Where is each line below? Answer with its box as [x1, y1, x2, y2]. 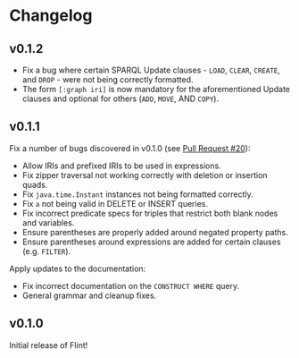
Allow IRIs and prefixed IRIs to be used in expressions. [21, 160, 221, 171]
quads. [21, 179, 48, 190]
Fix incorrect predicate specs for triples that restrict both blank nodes [21, 208, 278, 218]
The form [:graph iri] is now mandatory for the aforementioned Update [21, 84, 291, 94]
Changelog [9, 5, 93, 26]
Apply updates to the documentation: [9, 263, 146, 274]
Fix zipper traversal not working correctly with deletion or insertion [21, 169, 268, 180]
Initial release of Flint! [9, 339, 88, 350]
